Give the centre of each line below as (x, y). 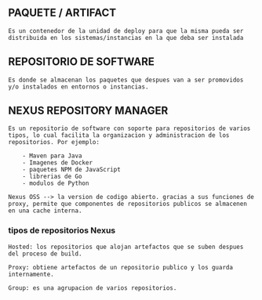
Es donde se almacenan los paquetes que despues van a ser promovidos (126, 80)
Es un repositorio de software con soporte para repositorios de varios (129, 128)
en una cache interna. (45, 211)
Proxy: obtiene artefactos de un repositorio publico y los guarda (121, 267)
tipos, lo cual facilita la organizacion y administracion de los (119, 136)
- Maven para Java (52, 156)
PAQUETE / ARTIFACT (62, 13)
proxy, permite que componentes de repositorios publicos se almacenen (127, 204)
